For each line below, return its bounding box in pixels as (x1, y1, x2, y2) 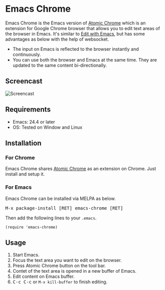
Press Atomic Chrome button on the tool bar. (12, 263, 106, 269)
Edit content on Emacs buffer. (12, 273, 75, 280)
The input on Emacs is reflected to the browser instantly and (12, 46, 139, 52)
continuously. (12, 51, 41, 57)
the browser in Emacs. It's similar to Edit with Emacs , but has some (5, 31, 145, 37)
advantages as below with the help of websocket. (5, 36, 109, 42)
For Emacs (5, 184, 32, 191)
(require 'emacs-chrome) (5, 224, 58, 229)
